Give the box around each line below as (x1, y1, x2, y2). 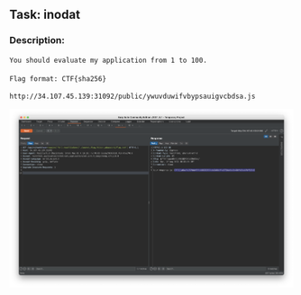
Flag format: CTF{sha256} (9, 75, 106, 84)
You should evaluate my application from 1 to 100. (9, 56, 207, 65)
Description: (9, 34, 65, 47)
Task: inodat (9, 7, 81, 22)
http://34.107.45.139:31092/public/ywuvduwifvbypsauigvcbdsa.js (9, 92, 256, 102)
